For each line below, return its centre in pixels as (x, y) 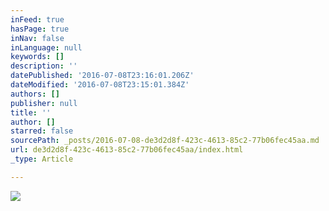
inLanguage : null (46, 47)
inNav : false (37, 38)
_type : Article (42, 159)
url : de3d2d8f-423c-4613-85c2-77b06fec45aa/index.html (127, 150)
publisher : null (44, 103)
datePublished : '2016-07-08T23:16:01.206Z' (102, 76)
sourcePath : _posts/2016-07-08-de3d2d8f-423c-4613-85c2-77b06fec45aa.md (165, 141)
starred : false (42, 131)
